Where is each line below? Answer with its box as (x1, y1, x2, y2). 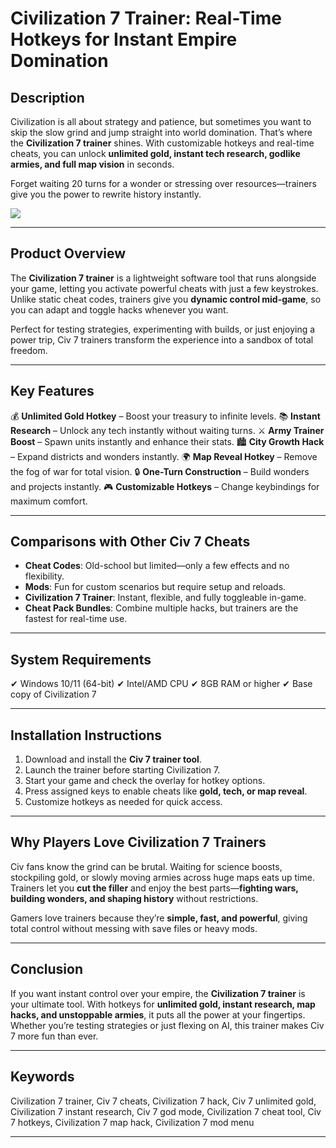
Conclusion (10, 961, 84, 978)
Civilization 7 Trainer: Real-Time (10, 7, 282, 30)
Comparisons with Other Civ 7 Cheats (10, 533, 251, 551)
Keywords (10, 1068, 75, 1086)
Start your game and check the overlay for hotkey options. (24, 775, 266, 787)
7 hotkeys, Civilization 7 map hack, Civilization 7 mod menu (10, 1116, 255, 1128)
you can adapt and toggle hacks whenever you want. (10, 303, 229, 316)
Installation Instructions (10, 727, 163, 744)
